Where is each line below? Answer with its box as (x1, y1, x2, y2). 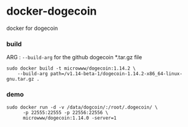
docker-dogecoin (6, 4, 97, 18)
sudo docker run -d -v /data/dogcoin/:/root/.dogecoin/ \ (6, 104, 158, 111)
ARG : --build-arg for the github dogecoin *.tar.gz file (6, 54, 143, 61)
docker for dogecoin (6, 24, 58, 32)
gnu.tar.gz (6, 76, 34, 82)
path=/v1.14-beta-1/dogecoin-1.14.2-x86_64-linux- (50, 71, 183, 77)
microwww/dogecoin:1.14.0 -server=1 (22, 115, 117, 121)
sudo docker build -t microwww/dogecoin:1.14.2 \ (6, 65, 136, 71)
